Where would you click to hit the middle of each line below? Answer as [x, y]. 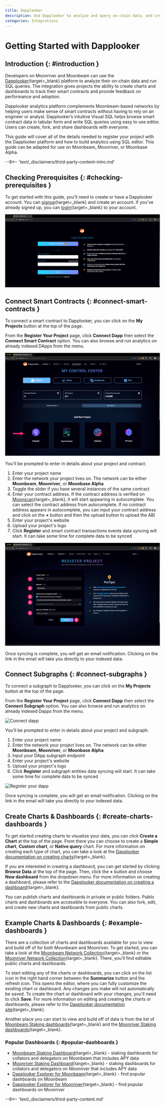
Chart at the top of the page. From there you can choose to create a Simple [82, 841]
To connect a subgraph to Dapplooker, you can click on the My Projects [78, 686]
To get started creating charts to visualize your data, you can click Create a [81, 836]
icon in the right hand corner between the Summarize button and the [75, 978]
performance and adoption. [33, 97]
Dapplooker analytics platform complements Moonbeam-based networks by [82, 106]
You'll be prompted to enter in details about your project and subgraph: [77, 730]
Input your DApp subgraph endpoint [48, 756]
